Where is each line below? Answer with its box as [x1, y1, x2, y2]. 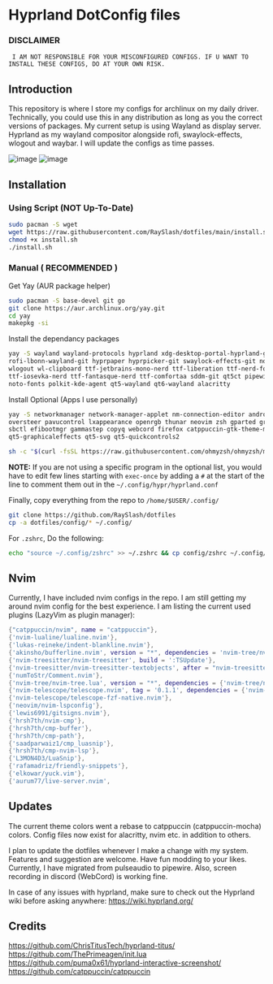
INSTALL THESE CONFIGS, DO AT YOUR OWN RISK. [8, 60, 165, 68]
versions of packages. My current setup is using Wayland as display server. [8, 121, 262, 131]
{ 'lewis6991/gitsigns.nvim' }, [8, 709, 111, 717]
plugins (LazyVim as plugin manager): [8, 610, 136, 620]
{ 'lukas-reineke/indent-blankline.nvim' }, [8, 641, 154, 649]
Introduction [8, 82, 73, 96]
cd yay [8, 311, 31, 320]
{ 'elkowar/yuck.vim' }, [8, 769, 85, 778]
